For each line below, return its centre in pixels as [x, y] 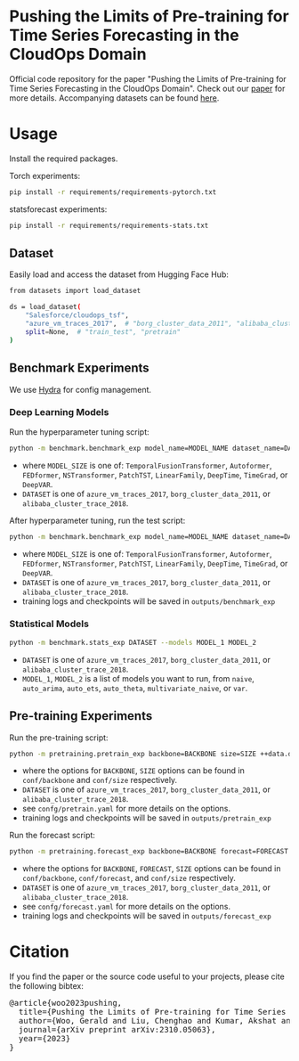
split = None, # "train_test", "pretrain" [103, 331]
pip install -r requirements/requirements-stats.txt [109, 225]
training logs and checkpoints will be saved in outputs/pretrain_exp [146, 818]
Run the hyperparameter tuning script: [79, 432]
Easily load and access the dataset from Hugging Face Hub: [119, 274]
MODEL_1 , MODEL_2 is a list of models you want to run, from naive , [138, 678]
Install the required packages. [64, 159]
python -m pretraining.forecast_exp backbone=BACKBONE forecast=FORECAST [149, 852]
